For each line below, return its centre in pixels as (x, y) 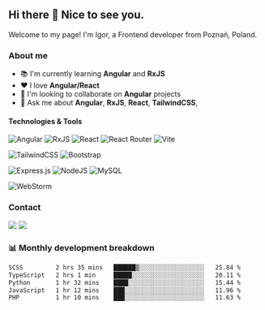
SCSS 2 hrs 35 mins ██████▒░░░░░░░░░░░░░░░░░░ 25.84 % (125, 267)
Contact (25, 208)
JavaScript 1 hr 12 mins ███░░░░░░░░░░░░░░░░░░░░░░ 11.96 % (125, 290)
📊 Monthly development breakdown (82, 248)
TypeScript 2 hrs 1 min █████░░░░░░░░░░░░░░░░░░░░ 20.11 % (125, 275)
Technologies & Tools (45, 121)
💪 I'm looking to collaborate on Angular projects (100, 94)
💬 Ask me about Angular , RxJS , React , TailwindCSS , (109, 103)
